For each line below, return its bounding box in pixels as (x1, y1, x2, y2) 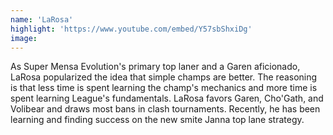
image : (10, 33, 38, 43)
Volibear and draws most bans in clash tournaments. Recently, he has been (10, 103, 321, 115)
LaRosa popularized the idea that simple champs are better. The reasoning (10, 71, 318, 83)
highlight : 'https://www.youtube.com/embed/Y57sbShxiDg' (10, 24, 253, 34)
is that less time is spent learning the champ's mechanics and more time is (10, 82, 318, 94)
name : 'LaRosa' (10, 14, 74, 25)
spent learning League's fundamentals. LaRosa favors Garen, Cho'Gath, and (10, 92, 324, 105)
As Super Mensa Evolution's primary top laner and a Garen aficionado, (10, 61, 301, 73)
